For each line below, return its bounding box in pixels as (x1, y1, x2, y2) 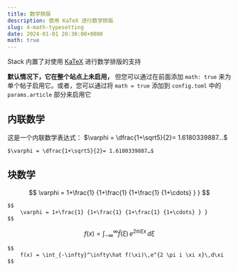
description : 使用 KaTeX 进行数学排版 (7, 17, 114, 24)
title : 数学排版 (7, 10, 51, 18)
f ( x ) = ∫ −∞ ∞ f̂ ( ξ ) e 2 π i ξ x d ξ (84, 228, 155, 239)
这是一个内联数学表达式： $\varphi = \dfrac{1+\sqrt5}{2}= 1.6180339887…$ (7, 133, 228, 142)
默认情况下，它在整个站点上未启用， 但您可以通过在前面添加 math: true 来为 (7, 73, 232, 81)
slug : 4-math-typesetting (7, 23, 84, 31)
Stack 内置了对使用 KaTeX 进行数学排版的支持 (7, 58, 141, 66)
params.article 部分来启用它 (7, 90, 92, 99)
